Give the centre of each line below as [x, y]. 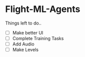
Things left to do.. [23, 23]
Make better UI [28, 32]
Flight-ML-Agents [43, 9]
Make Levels [25, 50]
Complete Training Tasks [38, 38]
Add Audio [23, 44]
